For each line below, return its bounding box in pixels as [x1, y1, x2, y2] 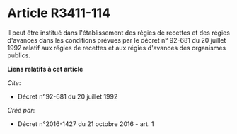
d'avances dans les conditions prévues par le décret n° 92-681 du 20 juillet [7, 35, 226, 44]
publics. [7, 51, 30, 60]
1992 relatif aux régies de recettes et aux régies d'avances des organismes [7, 43, 226, 52]
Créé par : [7, 106, 35, 114]
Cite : [7, 78, 21, 86]
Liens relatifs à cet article [7, 65, 83, 73]
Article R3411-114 [7, 5, 111, 21]
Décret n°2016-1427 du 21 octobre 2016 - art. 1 [17, 119, 154, 128]
